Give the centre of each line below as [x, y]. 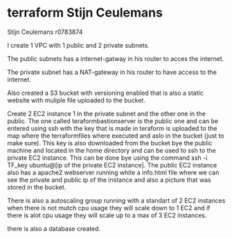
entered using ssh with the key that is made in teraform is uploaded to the [112, 128]
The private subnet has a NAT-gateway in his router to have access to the [112, 72]
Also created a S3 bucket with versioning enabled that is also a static [106, 93]
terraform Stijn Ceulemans [85, 13]
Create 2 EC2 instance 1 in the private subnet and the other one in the [107, 113]
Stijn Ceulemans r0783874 [45, 32]
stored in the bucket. [37, 187]
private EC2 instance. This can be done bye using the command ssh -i [107, 158]
